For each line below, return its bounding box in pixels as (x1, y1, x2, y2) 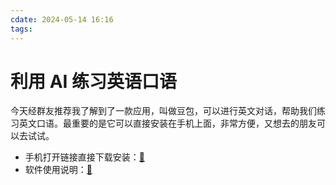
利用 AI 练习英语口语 (10, 70, 178, 93)
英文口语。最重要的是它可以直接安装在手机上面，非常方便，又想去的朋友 (18, 117, 317, 130)
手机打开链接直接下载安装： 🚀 (24, 151, 145, 163)
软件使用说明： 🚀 (24, 164, 93, 176)
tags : (10, 24, 33, 34)
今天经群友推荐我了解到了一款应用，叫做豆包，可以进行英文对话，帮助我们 (10, 105, 317, 117)
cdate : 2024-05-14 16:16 (10, 14, 114, 25)
